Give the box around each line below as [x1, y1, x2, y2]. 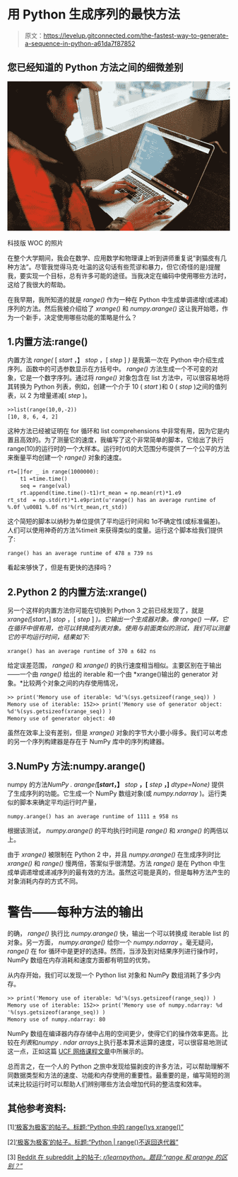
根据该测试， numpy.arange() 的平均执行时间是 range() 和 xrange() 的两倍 [7, 827, 222, 835]
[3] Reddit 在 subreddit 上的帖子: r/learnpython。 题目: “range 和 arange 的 [7, 1153, 222, 1161]
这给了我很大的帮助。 [7, 280, 69, 289]
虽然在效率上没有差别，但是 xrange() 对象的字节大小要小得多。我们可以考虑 [7, 728, 228, 737]
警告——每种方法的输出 [7, 905, 144, 920]
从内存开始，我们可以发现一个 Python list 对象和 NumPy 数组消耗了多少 [7, 971, 215, 979]
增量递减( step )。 [39, 391, 91, 400]
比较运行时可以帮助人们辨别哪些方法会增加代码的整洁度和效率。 [19, 1079, 206, 1088]
